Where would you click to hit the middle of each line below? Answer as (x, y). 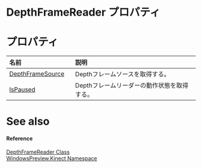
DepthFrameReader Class (38, 152)
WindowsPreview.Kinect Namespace (52, 158)
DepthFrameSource (37, 74)
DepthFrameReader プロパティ (83, 12)
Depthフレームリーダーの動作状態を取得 (132, 86)
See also (28, 121)
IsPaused (22, 89)
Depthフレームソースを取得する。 (122, 74)
